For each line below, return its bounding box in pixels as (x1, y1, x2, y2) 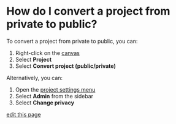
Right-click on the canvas (15, 49, 80, 56)
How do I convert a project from (6, 4, 170, 18)
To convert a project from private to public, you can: (6, 37, 138, 45)
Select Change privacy (15, 99, 75, 106)
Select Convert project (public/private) (15, 62, 117, 70)
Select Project (15, 56, 52, 63)
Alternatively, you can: (6, 74, 63, 81)
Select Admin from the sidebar (15, 92, 94, 100)
